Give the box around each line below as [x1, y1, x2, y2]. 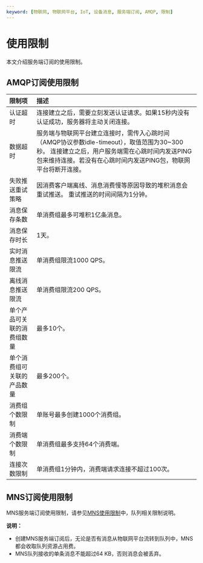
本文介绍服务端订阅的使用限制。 [6, 58, 86, 65]
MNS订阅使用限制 [6, 492, 73, 502]
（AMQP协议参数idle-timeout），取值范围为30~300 [36, 138, 184, 147]
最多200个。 [36, 372, 73, 380]
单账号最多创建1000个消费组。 [36, 410, 125, 419]
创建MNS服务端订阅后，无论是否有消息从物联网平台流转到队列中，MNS [14, 535, 193, 542]
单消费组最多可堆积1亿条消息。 [36, 211, 126, 219]
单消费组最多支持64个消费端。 [36, 440, 123, 449]
